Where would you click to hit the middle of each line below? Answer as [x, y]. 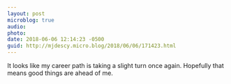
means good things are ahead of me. [60, 73]
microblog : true [31, 20]
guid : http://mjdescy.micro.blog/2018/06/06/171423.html [92, 46]
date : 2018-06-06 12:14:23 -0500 [56, 40]
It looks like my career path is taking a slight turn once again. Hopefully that [116, 66]
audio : [17, 26]
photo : [17, 33]
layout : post [26, 14]
